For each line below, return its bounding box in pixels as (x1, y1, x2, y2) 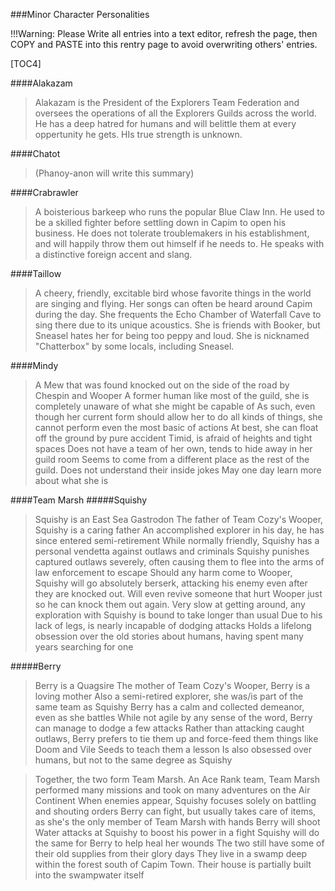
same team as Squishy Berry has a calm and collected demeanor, (34, 701, 305, 713)
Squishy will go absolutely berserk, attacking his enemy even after (34, 577, 308, 589)
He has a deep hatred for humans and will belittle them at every (34, 118, 297, 129)
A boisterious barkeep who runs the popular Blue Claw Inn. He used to (34, 206, 326, 218)
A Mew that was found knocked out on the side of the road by (34, 379, 290, 391)
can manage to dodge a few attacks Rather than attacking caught (34, 722, 305, 734)
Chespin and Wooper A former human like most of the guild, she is (34, 390, 310, 401)
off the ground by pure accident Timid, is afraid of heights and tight (34, 432, 313, 444)
